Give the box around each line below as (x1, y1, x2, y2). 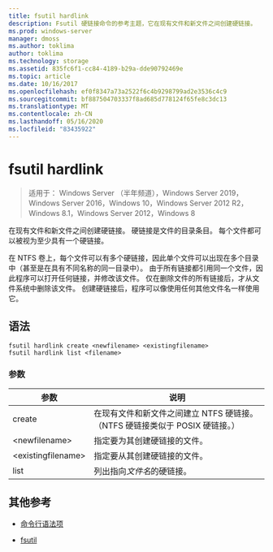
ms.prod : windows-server (8, 27, 93, 35)
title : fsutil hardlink (8, 11, 89, 20)
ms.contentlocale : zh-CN (8, 110, 93, 119)
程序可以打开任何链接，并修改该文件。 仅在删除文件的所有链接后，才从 (15, 273, 253, 282)
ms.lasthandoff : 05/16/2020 (8, 118, 104, 126)
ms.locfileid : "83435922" (8, 125, 96, 133)
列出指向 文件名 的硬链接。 (93, 465, 192, 477)
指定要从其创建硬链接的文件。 (93, 450, 208, 461)
